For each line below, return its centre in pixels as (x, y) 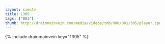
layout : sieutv (21, 9)
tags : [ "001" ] (20, 18)
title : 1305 (17, 14)
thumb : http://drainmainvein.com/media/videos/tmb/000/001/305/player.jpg (83, 23)
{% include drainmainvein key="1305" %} (47, 37)
